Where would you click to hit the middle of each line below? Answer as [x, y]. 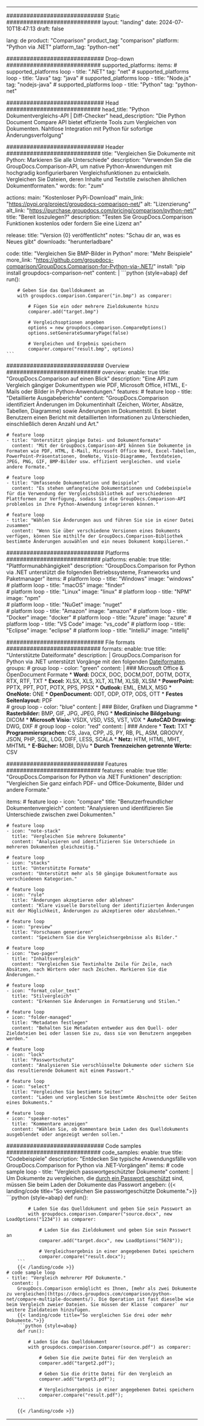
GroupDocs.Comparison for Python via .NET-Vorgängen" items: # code [95, 1165]
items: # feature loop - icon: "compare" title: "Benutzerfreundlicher [90, 802]
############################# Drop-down [70, 59]
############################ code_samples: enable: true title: [95, 1152]
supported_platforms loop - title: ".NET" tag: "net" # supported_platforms [98, 72]
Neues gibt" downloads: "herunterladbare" [60, 242]
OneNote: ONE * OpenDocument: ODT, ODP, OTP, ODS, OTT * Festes [95, 694]
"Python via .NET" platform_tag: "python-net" [63, 47]
